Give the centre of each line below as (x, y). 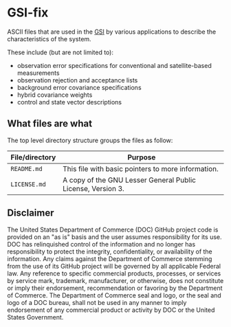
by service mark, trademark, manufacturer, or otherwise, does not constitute (115, 280)
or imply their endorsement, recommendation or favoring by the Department (115, 288)
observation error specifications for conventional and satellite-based (114, 65)
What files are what (50, 124)
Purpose (141, 157)
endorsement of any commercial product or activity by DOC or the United (111, 310)
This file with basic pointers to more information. (141, 168)
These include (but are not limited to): (60, 52)
